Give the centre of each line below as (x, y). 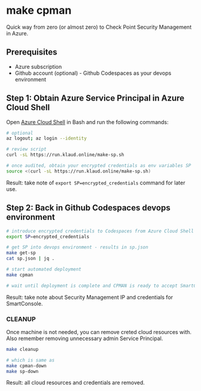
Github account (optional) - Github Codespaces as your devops (93, 73)
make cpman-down (26, 366)
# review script (26, 149)
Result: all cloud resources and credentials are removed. (76, 383)
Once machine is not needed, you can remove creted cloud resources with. (99, 332)
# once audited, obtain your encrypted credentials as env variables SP (99, 166)
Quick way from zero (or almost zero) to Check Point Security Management (99, 27)
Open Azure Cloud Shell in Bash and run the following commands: (87, 122)
